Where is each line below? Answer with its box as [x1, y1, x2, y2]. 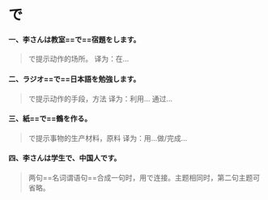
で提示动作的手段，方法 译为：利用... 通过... [28, 93, 172, 104]
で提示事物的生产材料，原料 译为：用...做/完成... [28, 133, 188, 143]
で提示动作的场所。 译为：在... [28, 54, 130, 64]
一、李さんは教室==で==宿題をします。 [8, 34, 141, 44]
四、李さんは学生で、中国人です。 [8, 153, 121, 163]
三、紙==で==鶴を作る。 [8, 113, 92, 124]
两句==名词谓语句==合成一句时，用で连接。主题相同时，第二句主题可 [28, 173, 261, 182]
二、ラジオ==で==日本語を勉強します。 [8, 74, 141, 83]
